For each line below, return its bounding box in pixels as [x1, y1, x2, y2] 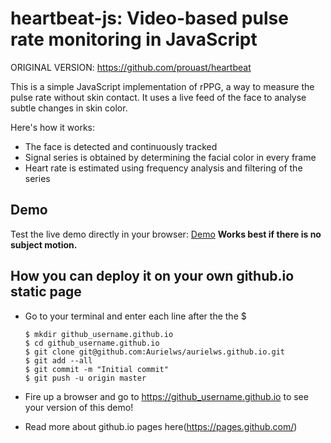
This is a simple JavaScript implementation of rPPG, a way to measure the [10, 80, 315, 92]
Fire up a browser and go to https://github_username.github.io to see [24, 390, 309, 402]
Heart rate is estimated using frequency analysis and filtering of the [24, 162, 303, 174]
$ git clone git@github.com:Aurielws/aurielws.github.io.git [24, 347, 286, 357]
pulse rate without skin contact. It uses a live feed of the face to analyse [10, 91, 307, 103]
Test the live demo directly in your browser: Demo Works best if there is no [10, 228, 322, 240]
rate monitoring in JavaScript [10, 28, 258, 51]
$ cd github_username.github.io [24, 338, 160, 348]
